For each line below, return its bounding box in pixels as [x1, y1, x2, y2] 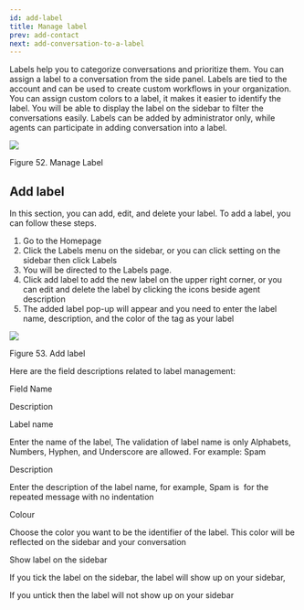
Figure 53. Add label [9, 348, 86, 359]
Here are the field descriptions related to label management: [9, 366, 236, 377]
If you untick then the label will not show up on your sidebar [9, 590, 235, 601]
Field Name [9, 383, 53, 394]
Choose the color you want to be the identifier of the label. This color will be [9, 527, 295, 538]
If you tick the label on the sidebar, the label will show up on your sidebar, [9, 573, 286, 583]
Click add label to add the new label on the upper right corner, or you [22, 274, 283, 285]
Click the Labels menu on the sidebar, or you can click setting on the [22, 245, 281, 256]
